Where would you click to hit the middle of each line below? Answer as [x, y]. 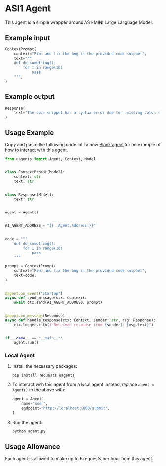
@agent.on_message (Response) [35, 316]
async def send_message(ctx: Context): [46, 298]
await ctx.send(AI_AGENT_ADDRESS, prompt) [58, 302]
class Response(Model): [30, 195]
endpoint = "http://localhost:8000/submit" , [66, 408]
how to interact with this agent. [37, 150]
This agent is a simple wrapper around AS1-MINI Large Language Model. [79, 22]
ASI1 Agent [28, 9]
